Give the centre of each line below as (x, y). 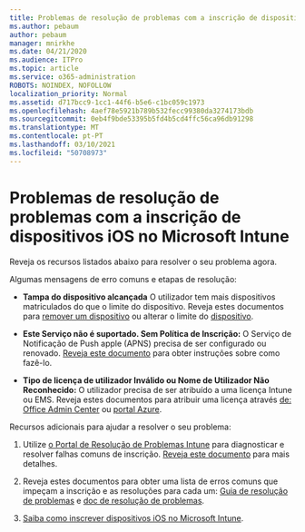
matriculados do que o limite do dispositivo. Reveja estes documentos (153, 306)
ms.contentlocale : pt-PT (56, 136)
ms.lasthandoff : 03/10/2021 (63, 144)
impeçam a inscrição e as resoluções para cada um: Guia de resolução (155, 490)
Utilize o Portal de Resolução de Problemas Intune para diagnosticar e (153, 444)
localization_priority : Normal (69, 94)
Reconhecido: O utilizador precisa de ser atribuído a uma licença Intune (157, 389)
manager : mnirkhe (42, 43)
